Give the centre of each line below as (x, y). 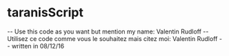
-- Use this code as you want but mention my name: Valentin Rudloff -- (108, 31)
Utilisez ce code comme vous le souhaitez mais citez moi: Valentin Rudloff (112, 38)
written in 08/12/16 (38, 46)
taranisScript (46, 13)
